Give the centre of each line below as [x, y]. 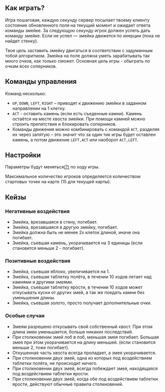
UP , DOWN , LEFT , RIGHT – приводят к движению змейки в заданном [79, 103]
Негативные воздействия [37, 211]
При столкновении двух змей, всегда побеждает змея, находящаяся [85, 368]
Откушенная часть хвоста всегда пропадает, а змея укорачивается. [84, 353]
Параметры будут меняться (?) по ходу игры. [52, 167]
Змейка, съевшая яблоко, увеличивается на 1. [61, 272]
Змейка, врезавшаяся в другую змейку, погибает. [65, 227]
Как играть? [25, 8]
